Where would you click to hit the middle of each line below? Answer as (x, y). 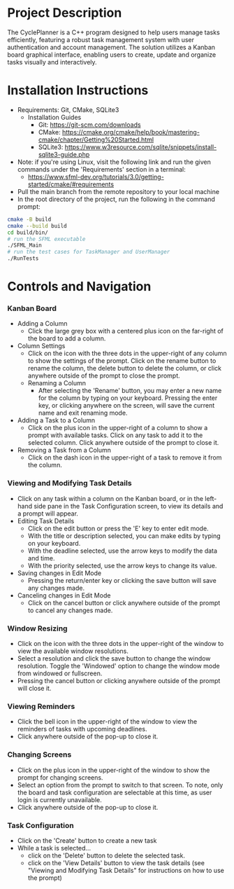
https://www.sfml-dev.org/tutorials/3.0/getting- (96, 177)
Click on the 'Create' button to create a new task (87, 840)
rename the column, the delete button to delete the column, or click (125, 368)
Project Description (65, 13)
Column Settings (41, 346)
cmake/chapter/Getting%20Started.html (96, 139)
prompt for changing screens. (60, 777)
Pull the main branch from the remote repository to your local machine (118, 191)
